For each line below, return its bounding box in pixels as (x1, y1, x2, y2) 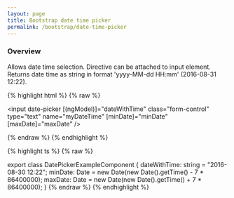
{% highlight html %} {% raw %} (7, 91, 101, 99)
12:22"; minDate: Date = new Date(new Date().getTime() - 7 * (27, 168, 205, 176)
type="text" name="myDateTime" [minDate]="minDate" (7, 112, 168, 120)
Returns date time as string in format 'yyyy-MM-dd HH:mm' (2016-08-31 (7, 70, 217, 78)
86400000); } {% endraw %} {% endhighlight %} (7, 183, 149, 191)
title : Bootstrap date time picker (7, 17, 111, 24)
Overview (7, 46, 41, 56)
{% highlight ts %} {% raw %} (7, 147, 93, 155)
